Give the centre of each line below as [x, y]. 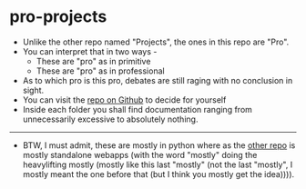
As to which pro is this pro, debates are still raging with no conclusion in [158, 80]
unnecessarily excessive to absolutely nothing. [110, 119]
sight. [33, 90]
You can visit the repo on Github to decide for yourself [124, 99]
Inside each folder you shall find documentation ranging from [138, 109]
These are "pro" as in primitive [93, 61]
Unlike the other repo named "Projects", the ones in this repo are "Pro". [156, 42]
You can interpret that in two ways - [90, 51]
